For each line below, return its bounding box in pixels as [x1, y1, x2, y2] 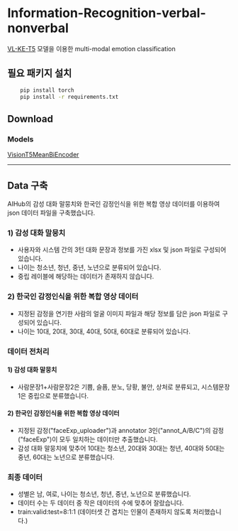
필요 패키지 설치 [7, 68, 72, 80]
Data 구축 [7, 179, 48, 191]
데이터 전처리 [7, 346, 50, 356]
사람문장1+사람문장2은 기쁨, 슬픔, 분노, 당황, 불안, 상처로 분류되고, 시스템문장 [17, 382, 230, 391]
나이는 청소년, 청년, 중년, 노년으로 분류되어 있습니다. [17, 263, 161, 272]
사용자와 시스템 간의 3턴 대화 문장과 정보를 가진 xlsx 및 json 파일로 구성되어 [17, 245, 227, 254]
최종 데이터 [7, 472, 43, 482]
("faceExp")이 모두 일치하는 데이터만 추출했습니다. [17, 435, 158, 444]
